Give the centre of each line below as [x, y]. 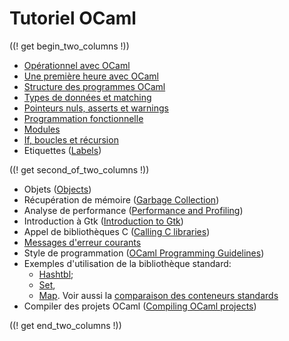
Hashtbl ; [56, 274]
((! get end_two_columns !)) [65, 325]
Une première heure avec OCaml [91, 76]
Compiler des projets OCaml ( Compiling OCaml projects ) [140, 306]
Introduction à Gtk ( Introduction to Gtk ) [103, 221]
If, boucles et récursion [71, 139]
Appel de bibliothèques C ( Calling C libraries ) [117, 231]
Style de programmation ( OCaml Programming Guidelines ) [144, 253]
